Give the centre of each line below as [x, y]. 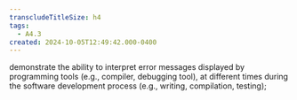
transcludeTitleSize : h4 [55, 17]
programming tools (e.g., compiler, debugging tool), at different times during [149, 77]
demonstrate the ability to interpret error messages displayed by [127, 67]
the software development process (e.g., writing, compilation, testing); [138, 86]
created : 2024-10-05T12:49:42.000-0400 [83, 42]
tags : [19, 26]
